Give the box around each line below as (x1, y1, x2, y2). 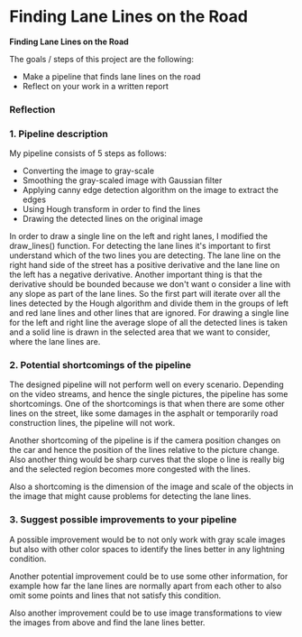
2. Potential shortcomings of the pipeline (9, 359, 192, 372)
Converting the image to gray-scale (22, 165, 155, 177)
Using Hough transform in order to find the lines (22, 204, 201, 215)
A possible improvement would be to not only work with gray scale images (9, 534, 286, 545)
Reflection (9, 103, 56, 115)
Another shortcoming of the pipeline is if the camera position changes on (9, 435, 281, 446)
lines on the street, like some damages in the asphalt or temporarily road (9, 408, 279, 419)
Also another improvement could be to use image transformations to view (9, 607, 282, 618)
